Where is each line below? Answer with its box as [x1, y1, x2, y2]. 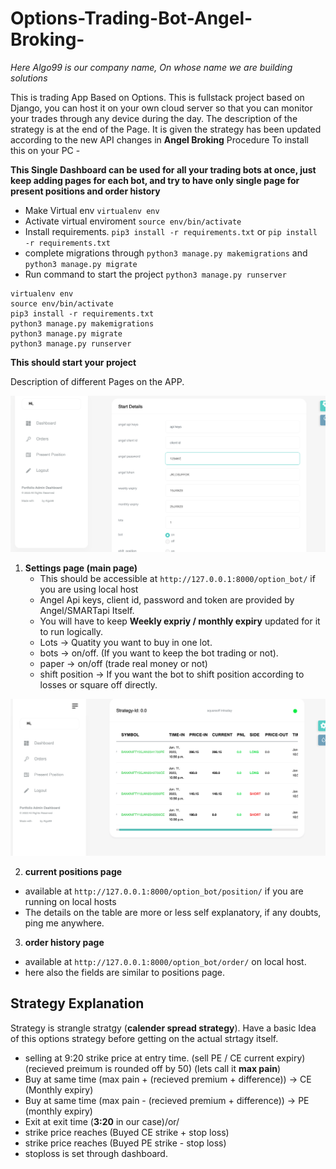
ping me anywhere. [24, 917, 105, 929]
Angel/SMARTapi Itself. [39, 605, 135, 617]
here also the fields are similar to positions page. [24, 966, 226, 978]
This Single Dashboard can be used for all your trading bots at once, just [10, 163, 317, 176]
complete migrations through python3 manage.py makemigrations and [24, 247, 308, 259]
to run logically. [39, 626, 104, 638]
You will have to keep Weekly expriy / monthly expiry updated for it [39, 615, 321, 627]
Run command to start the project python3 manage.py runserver [24, 268, 287, 280]
